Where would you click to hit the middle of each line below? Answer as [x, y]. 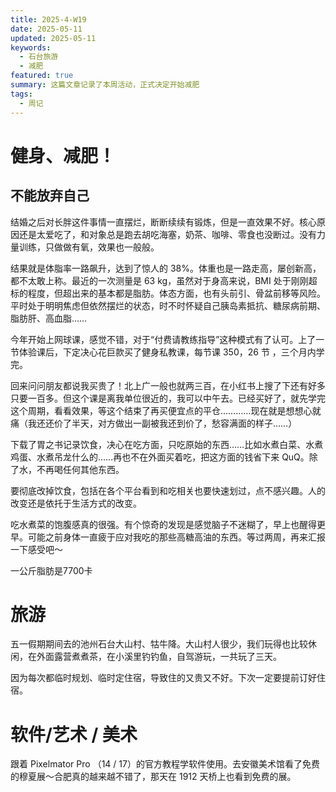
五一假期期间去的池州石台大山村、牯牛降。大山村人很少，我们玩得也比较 [159, 644]
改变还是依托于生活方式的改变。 [76, 503]
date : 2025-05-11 [46, 29]
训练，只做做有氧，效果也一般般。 [89, 247]
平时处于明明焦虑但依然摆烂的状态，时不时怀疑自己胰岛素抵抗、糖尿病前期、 [168, 305]
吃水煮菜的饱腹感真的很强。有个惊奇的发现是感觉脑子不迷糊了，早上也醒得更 [168, 524]
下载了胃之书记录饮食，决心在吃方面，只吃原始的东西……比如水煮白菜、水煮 [167, 444]
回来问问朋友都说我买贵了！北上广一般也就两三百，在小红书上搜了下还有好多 [168, 385]
